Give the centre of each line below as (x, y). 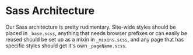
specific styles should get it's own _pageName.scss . (66, 46)
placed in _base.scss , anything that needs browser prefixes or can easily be (96, 33)
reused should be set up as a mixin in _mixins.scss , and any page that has (95, 39)
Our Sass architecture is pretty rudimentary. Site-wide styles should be (91, 27)
